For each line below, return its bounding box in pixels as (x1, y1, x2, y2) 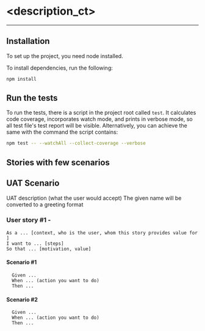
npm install (6, 76, 37, 82)
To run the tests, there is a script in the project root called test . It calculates (6, 109, 196, 117)
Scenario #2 (6, 296, 38, 303)
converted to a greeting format (6, 200, 84, 208)
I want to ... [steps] (6, 240, 64, 247)
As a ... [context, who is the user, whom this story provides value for (6, 230, 198, 236)
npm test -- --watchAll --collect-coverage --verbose (6, 140, 146, 147)
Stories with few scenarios (6, 157, 110, 167)
